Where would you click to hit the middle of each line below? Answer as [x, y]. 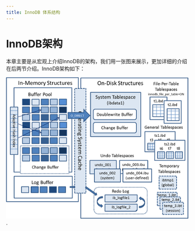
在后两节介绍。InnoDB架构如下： [46, 68]
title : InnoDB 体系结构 [33, 12]
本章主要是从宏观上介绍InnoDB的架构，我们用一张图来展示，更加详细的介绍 [97, 61]
